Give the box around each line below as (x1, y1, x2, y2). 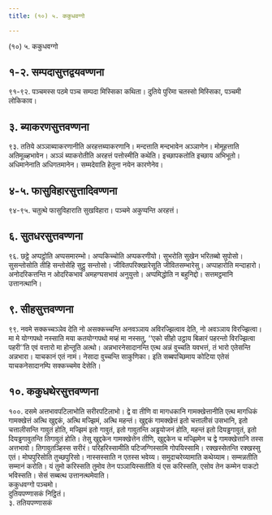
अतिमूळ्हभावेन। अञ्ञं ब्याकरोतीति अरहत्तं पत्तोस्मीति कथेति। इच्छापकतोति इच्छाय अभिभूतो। (8, 151, 241, 161)
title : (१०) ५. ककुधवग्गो (8, 11, 85, 20)
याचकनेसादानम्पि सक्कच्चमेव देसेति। (8, 361, 101, 370)
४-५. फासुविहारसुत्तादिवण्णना (8, 184, 118, 197)
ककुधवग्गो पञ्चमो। (8, 479, 58, 489)
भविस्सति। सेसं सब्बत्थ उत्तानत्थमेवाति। (8, 470, 110, 480)
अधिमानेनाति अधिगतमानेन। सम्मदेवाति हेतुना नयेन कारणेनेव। (8, 160, 164, 170)
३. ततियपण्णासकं (8, 497, 53, 508)
